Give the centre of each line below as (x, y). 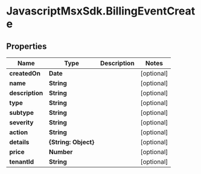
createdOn (25, 73)
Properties (27, 46)
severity (21, 122)
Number (61, 152)
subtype (22, 113)
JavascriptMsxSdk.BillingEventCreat (101, 11)
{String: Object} (72, 142)
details (19, 142)
